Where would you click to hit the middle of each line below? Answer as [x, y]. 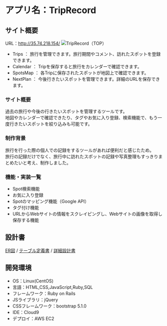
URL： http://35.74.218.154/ [33, 43]
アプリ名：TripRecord [51, 10]
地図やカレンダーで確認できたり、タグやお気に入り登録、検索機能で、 [77, 118]
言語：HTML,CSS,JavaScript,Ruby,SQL [53, 287]
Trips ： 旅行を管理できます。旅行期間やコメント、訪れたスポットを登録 [86, 54]
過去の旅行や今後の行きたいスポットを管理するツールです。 [66, 111]
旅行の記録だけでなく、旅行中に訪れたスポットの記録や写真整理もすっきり [82, 156]
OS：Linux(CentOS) [33, 281]
